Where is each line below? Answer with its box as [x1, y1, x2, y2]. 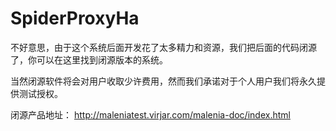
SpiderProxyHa [10, 7, 140, 30]
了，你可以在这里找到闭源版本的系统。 [10, 53, 168, 66]
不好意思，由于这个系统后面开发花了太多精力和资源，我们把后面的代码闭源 [10, 41, 317, 53]
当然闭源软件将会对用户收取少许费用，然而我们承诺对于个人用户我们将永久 [10, 75, 317, 87]
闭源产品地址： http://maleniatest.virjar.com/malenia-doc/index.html [10, 108, 291, 121]
